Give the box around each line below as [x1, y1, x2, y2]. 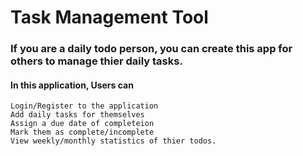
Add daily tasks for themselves [10, 110, 145, 120]
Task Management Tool [10, 6, 209, 29]
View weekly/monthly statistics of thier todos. [10, 136, 217, 146]
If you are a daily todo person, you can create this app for [10, 42, 293, 56]
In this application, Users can [10, 79, 134, 91]
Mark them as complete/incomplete [10, 127, 155, 138]
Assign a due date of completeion [10, 119, 155, 129]
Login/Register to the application [10, 101, 159, 111]
